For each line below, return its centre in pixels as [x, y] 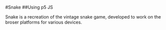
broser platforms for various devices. [44, 22]
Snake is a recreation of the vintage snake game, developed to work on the [83, 17]
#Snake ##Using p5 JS [29, 7]
